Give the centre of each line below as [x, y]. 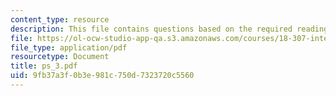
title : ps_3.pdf [44, 66]
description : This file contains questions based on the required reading [169, 29]
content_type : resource [60, 19]
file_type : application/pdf [69, 47]
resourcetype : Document [60, 57]
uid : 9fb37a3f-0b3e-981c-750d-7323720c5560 [102, 76]
